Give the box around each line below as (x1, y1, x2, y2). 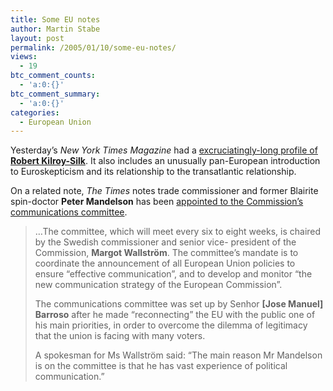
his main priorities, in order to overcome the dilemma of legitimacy (34, 319, 308, 331)
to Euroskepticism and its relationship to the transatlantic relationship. (10, 166, 297, 178)
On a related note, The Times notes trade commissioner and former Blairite (10, 185, 319, 197)
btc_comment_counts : (10, 71, 97, 81)
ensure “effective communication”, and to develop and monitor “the (34, 268, 313, 280)
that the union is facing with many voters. (34, 330, 206, 342)
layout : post (10, 33, 65, 43)
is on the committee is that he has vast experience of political (34, 360, 288, 372)
